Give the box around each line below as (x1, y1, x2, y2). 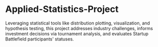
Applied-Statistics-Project (5, 3, 119, 15)
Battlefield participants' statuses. (5, 36, 74, 42)
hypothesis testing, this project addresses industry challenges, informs (5, 25, 153, 31)
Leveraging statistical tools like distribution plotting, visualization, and (5, 20, 150, 26)
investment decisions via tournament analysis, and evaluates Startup (5, 30, 148, 36)
